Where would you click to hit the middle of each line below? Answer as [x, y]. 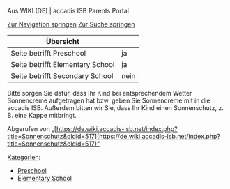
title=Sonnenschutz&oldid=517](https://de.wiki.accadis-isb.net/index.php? [114, 136]
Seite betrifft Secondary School [62, 76]
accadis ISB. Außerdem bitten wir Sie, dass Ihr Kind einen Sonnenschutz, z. [116, 108]
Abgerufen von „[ [32, 129]
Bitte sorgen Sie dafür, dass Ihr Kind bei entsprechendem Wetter [100, 93]
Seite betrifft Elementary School [63, 65]
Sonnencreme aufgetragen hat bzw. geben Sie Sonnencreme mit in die [109, 100]
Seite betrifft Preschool [48, 53]
